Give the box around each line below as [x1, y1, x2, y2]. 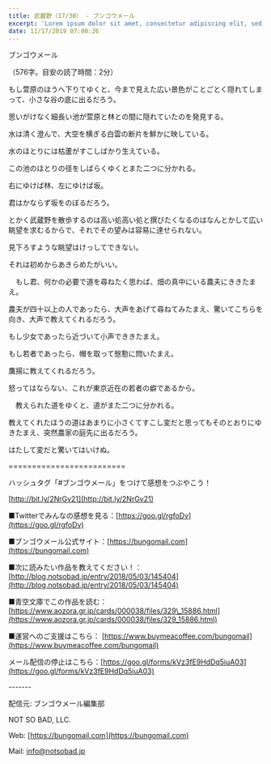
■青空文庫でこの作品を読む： [8, 597, 108, 607]
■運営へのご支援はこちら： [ [8, 631, 105, 641]
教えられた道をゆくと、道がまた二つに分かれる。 [15, 400, 179, 410]
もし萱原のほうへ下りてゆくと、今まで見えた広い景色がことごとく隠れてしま [8, 84, 263, 94]
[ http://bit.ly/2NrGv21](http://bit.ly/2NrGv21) [8, 494, 154, 504]
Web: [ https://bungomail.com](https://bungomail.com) [8, 731, 189, 741]
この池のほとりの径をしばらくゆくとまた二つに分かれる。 [8, 164, 200, 173]
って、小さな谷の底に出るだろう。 [8, 95, 121, 105]
